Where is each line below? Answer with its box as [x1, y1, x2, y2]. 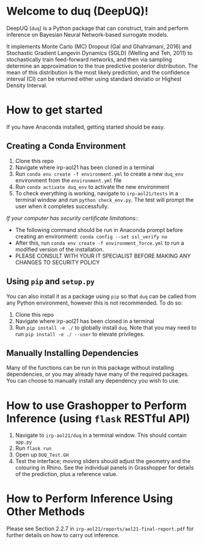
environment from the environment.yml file [15, 176, 122, 184]
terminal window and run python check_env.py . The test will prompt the [15, 196, 194, 203]
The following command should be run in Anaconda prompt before [15, 226, 183, 233]
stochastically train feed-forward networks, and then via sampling [6, 56, 172, 63]
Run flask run [15, 444, 52, 452]
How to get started [6, 103, 103, 117]
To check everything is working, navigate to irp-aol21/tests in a [15, 189, 178, 197]
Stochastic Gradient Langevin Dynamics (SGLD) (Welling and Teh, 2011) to [6, 49, 193, 56]
